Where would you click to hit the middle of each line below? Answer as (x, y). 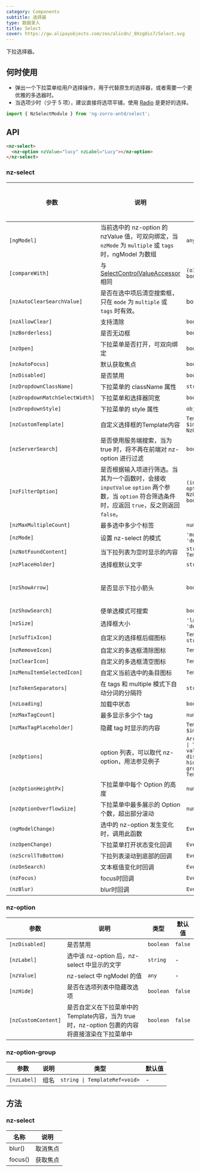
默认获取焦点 (118, 364)
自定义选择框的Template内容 (140, 425)
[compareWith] (29, 273)
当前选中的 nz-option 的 (134, 227)
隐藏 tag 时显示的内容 (130, 728)
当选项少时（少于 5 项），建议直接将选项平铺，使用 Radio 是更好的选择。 (103, 102)
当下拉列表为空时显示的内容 (139, 552)
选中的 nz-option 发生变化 (137, 825)
